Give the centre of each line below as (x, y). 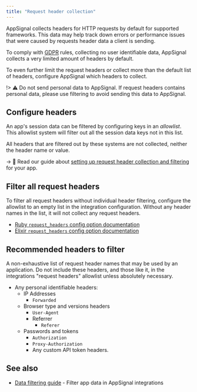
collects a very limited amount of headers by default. (70, 58)
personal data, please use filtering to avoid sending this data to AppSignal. (96, 94)
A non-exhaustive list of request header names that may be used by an (92, 264)
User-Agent (45, 313)
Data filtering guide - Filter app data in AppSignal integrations (89, 383)
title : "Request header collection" (51, 11)
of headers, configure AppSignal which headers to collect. (77, 76)
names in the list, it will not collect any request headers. (74, 213)
